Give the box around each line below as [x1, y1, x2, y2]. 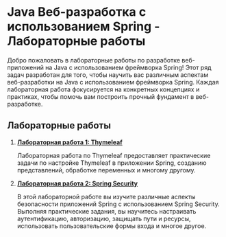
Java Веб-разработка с [7, 4, 147, 20]
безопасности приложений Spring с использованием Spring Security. [16, 200, 221, 208]
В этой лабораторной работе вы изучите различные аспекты [16, 192, 196, 201]
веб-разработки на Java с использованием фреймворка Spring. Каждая [7, 78, 219, 86]
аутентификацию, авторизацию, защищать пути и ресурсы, [16, 214, 191, 223]
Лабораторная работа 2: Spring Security [16, 179, 138, 188]
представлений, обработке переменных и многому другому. [16, 166, 197, 174]
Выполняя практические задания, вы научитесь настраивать [16, 207, 197, 215]
